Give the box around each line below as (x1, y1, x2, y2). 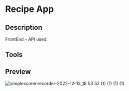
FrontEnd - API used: (5, 36, 48, 42)
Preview (5, 67, 31, 76)
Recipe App (5, 3, 54, 15)
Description (5, 23, 42, 32)
